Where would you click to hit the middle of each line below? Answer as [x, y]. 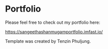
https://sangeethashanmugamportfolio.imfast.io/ [54, 32]
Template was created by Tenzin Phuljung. [48, 41]
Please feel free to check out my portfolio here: [53, 22]
